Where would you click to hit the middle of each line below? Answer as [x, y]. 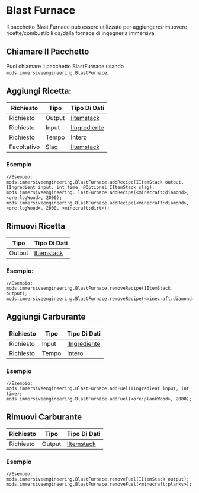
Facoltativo [25, 147]
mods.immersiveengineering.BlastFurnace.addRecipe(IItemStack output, [95, 182]
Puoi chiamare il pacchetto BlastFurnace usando [65, 66]
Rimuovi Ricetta [36, 226]
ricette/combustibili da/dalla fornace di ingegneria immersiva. [81, 33]
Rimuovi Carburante [44, 417]
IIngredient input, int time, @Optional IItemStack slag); [81, 187]
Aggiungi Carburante [46, 317]
